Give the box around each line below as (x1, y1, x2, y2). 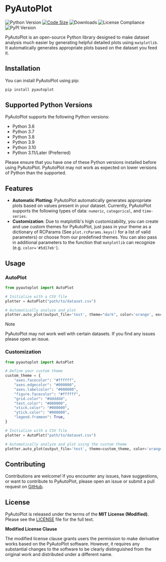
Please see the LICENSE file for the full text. (5, 516, 94, 522)
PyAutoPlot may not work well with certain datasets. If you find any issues (5, 331, 156, 337)
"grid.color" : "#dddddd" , (14, 396, 68, 401)
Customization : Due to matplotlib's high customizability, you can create (12, 218, 159, 224)
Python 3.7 (12, 129, 35, 135)
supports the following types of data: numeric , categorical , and (12, 208, 141, 214)
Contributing (5, 460, 45, 468)
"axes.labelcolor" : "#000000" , (14, 387, 79, 392)
